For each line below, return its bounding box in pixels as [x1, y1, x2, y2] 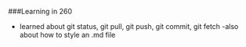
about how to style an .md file [19, 31, 116, 39]
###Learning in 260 [8, 7, 73, 16]
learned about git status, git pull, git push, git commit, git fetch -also [19, 22, 239, 31]
